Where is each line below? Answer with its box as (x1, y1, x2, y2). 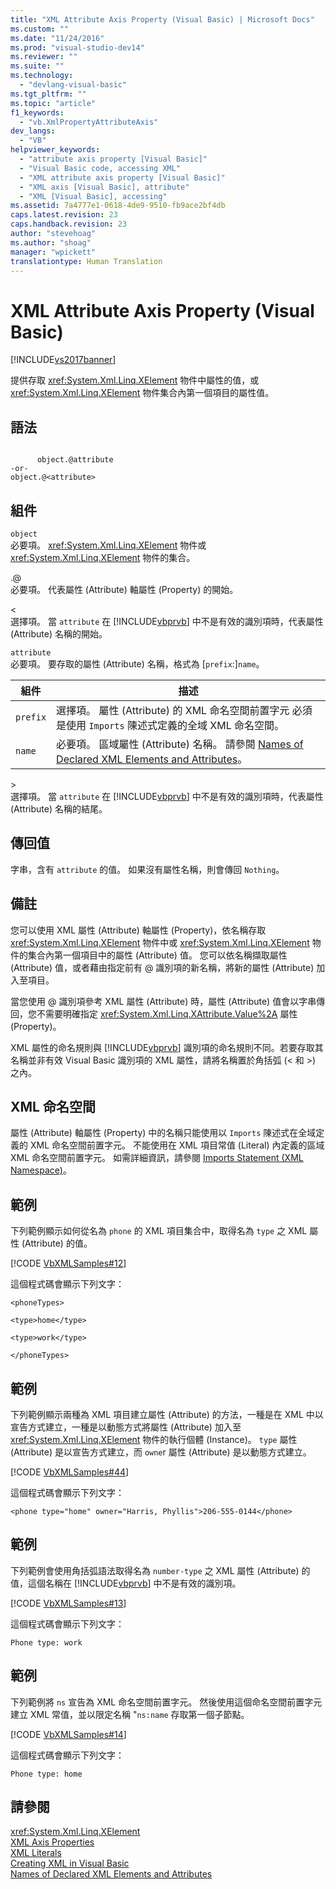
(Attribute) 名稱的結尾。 (10, 802, 108, 815)
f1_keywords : (10, 107, 65, 118)
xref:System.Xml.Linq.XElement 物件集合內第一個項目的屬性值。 (10, 387, 275, 399)
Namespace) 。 (10, 1164, 72, 1176)
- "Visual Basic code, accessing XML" (19, 163, 182, 173)
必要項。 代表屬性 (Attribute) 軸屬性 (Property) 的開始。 (10, 583, 239, 595)
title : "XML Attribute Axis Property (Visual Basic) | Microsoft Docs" (10, 14, 315, 25)
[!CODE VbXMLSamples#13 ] (10, 1597, 127, 1609)
